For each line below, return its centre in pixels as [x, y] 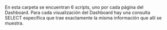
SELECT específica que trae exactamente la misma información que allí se [83, 18]
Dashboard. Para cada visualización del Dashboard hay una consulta [78, 12]
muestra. [14, 23]
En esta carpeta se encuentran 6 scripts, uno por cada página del [74, 7]
